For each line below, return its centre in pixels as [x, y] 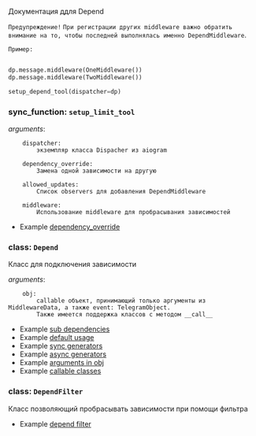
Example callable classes [60, 371]
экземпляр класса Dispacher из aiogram [102, 150]
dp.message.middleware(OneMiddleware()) [76, 70]
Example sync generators [61, 346]
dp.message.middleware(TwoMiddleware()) [76, 77]
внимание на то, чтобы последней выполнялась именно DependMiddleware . [127, 35]
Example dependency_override [70, 227]
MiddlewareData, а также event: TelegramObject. [89, 308]
